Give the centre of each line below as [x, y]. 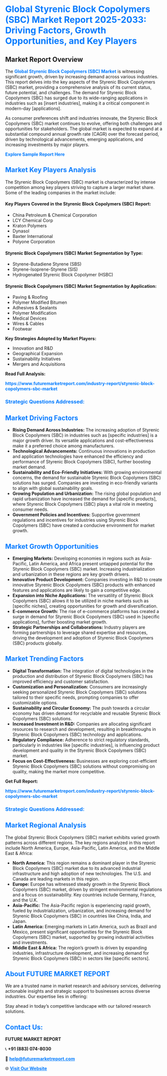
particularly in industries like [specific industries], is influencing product [86, 745]
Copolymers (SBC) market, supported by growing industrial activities [83, 937]
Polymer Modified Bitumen [40, 302]
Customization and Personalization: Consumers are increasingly [80, 686]
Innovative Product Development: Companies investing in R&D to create [87, 579]
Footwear [22, 329]
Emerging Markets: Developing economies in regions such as [76, 558]
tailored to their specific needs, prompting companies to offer [76, 697]
